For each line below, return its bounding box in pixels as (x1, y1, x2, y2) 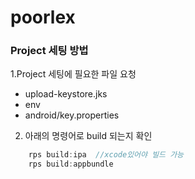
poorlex (10, 6, 76, 29)
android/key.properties (24, 109, 120, 121)
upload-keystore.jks (24, 88, 108, 100)
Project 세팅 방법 (10, 44, 89, 58)
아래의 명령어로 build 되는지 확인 (24, 130, 153, 142)
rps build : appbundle (28, 159, 114, 170)
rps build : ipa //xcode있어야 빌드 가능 (28, 150, 185, 160)
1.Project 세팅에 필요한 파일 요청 (10, 68, 137, 80)
